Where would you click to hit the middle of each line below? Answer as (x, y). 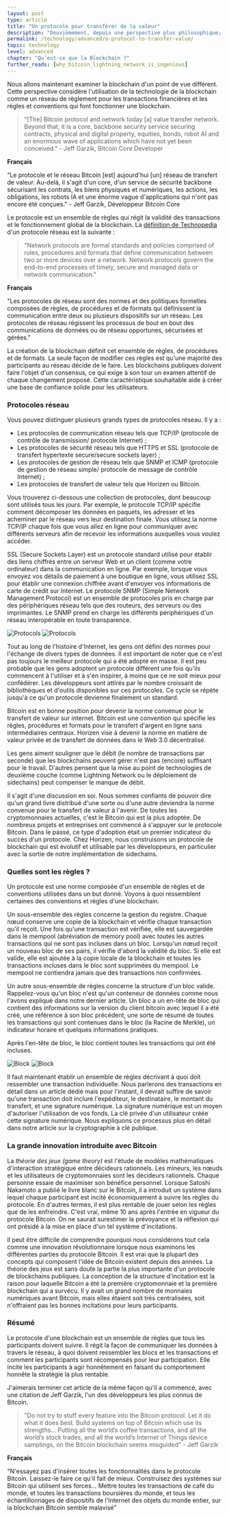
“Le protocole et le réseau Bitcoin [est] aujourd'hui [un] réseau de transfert (112, 175)
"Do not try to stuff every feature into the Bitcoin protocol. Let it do (117, 1415)
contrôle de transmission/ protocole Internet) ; (82, 440)
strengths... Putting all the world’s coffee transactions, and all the (115, 1430)
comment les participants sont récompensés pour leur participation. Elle (109, 1359)
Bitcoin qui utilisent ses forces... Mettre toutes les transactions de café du (110, 1485)
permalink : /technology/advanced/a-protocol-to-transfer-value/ (100, 39)
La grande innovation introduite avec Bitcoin (82, 1146)
